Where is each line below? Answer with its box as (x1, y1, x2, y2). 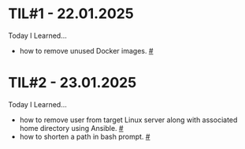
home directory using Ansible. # (19, 123, 124, 132)
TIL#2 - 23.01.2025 (8, 74, 137, 91)
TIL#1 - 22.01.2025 (8, 5, 134, 23)
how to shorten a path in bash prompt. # (19, 132, 150, 141)
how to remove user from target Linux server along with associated (19, 115, 238, 125)
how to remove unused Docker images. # (19, 46, 154, 55)
